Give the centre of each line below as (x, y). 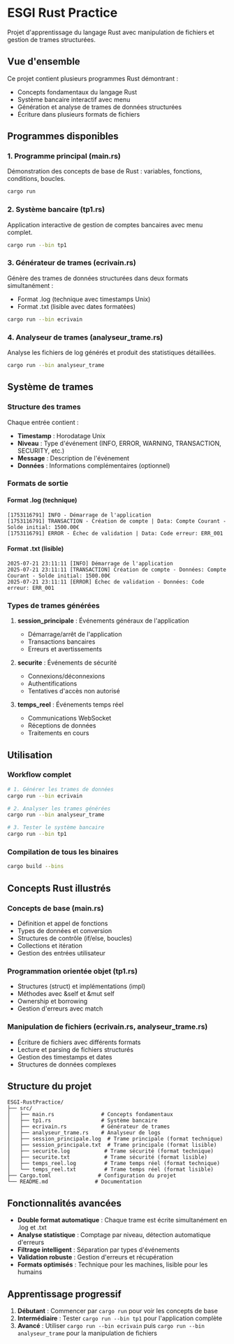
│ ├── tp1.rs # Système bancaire (82, 1121)
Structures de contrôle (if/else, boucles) (75, 938)
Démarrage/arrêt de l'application (75, 635)
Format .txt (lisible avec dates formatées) (76, 306)
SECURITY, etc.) (41, 450)
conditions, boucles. (36, 179)
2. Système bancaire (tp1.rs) (56, 210)
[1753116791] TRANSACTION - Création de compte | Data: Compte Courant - (117, 521)
